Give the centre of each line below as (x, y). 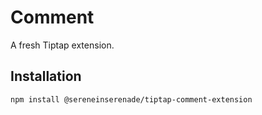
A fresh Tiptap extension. (62, 45)
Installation (46, 76)
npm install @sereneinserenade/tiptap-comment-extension (131, 99)
